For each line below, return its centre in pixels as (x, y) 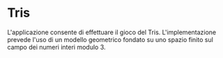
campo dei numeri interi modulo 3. (56, 47)
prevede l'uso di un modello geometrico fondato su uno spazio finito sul (110, 39)
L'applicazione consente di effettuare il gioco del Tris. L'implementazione (112, 32)
